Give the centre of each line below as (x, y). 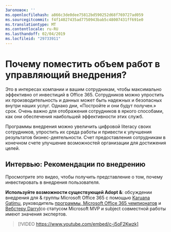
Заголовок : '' (21, 10)
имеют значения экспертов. (36, 214)
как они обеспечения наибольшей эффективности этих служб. (74, 117)
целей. (13, 148)
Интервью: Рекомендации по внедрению (75, 165)
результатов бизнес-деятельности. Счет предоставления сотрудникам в (85, 137)
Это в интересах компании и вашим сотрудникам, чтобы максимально (83, 89)
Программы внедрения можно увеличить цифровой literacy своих (78, 126)
